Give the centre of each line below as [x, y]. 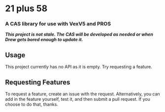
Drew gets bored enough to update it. [44, 40]
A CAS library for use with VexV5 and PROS [58, 24]
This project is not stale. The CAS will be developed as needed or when [79, 34]
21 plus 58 [26, 9]
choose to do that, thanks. [32, 104]
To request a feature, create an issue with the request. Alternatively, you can [82, 94]
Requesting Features [38, 82]
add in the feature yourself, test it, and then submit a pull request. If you [78, 99]
